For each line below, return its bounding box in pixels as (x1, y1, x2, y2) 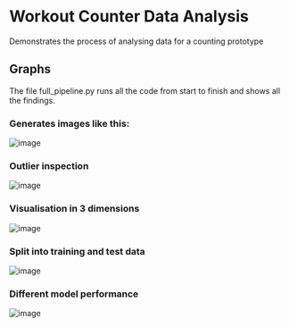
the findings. (9, 95, 56, 105)
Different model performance (9, 288, 139, 300)
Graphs (9, 62, 52, 77)
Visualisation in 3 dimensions (9, 203, 140, 215)
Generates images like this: (9, 117, 130, 130)
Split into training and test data (9, 245, 145, 257)
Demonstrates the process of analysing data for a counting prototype (9, 36, 264, 46)
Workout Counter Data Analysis (9, 6, 250, 27)
